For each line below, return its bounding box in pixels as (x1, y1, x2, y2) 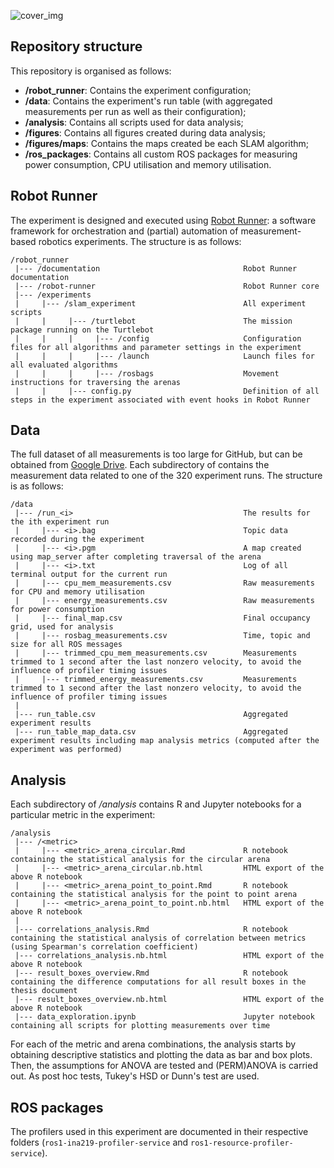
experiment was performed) (10, 745, 123, 755)
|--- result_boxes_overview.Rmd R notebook (14, 968, 288, 979)
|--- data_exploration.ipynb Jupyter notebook (14, 1012, 315, 1022)
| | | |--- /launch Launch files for (14, 351, 315, 361)
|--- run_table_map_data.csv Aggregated (14, 727, 288, 737)
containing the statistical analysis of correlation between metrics (10, 933, 307, 944)
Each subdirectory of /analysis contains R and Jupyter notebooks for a (10, 798, 302, 810)
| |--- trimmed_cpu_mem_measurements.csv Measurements (14, 648, 298, 659)
